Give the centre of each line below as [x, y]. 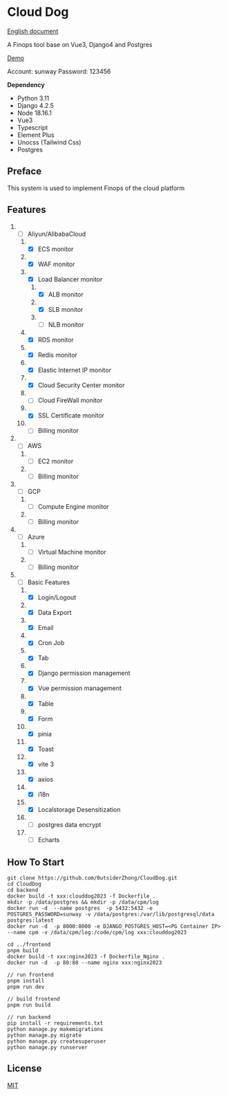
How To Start [36, 862]
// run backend [29, 1017]
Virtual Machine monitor [72, 552]
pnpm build [23, 950]
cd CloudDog [24, 884]
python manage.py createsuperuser [57, 1041]
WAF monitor [56, 264]
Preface [25, 171]
